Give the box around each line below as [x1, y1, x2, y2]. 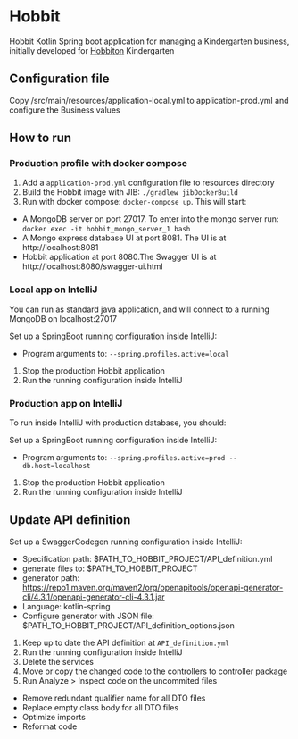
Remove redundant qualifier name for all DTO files [21, 693, 206, 703]
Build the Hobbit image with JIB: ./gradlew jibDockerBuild [21, 187, 238, 197]
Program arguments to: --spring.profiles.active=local [21, 348, 229, 358]
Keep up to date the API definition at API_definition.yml [21, 637, 230, 648]
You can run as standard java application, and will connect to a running [9, 304, 270, 315]
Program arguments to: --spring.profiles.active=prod [21, 452, 226, 463]
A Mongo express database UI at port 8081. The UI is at [21, 232, 227, 243]
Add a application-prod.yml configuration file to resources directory [21, 177, 275, 189]
